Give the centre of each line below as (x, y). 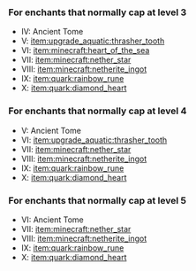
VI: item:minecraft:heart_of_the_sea (85, 50)
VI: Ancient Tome (53, 220)
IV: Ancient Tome (52, 32)
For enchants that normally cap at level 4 (98, 111)
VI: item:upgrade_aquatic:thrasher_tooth (94, 140)
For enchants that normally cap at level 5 (98, 200)
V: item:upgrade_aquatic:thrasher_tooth (93, 41)
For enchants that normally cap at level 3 (98, 12)
